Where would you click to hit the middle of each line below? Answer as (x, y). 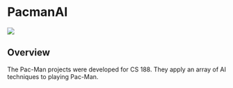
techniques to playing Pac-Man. (53, 76)
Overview (29, 53)
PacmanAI (38, 12)
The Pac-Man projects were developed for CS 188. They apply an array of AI (117, 69)
